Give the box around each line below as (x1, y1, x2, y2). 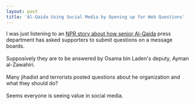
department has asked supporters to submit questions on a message (6, 36, 173, 43)
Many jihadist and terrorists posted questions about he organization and (6, 73, 180, 80)
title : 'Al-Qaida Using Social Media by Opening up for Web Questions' (6, 14, 185, 20)
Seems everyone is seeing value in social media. (6, 92, 123, 99)
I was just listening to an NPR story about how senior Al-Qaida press (6, 30, 172, 37)
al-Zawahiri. (6, 61, 35, 68)
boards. (6, 42, 25, 50)
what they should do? (6, 79, 59, 86)
